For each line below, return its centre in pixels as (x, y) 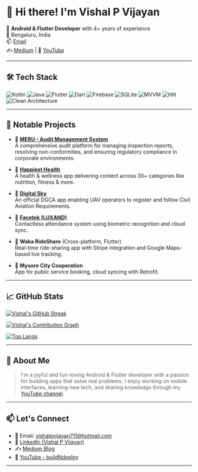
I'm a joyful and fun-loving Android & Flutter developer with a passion (105, 375)
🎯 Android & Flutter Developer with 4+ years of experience (78, 28)
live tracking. (47, 254)
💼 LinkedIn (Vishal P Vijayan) (49, 442)
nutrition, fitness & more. (44, 182)
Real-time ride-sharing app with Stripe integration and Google (90, 248)
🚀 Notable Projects (41, 125)
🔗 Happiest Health (37, 169)
